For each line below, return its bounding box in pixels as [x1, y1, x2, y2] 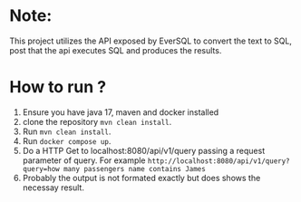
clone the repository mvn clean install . [22, 116, 172, 127]
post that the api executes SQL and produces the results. [9, 44, 222, 55]
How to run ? [9, 77, 107, 98]
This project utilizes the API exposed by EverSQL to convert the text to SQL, [9, 35, 293, 46]
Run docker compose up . [22, 135, 112, 146]
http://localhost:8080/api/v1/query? [147, 156, 290, 166]
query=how [22, 164, 61, 173]
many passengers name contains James [63, 164, 206, 173]
